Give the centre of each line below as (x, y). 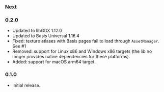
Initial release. (26, 85)
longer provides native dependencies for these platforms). (71, 57)
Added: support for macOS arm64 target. (54, 62)
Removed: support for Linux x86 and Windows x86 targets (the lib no (82, 51)
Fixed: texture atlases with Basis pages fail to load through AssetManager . (86, 41)
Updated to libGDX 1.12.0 (37, 31)
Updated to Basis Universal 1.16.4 (46, 36)
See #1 (19, 46)
